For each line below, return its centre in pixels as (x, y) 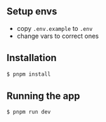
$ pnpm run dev (29, 112)
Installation (32, 58)
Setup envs (32, 12)
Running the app (43, 96)
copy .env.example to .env (54, 28)
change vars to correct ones (58, 36)
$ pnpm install (29, 74)
